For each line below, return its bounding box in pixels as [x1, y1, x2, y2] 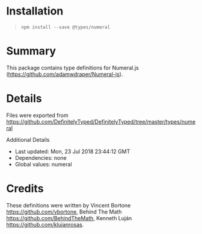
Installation [6, 4, 64, 18]
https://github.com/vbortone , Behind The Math [6, 208, 122, 215]
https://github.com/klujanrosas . [6, 221, 84, 228]
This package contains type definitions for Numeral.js [6, 64, 139, 71]
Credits [6, 182, 44, 195]
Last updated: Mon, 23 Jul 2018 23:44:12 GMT [14, 148, 130, 155]
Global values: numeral [14, 160, 72, 168]
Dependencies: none [14, 154, 67, 161]
